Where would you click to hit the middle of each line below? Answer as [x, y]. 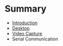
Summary [25, 9]
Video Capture [27, 33]
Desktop [21, 28]
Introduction [25, 23]
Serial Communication [35, 39]
